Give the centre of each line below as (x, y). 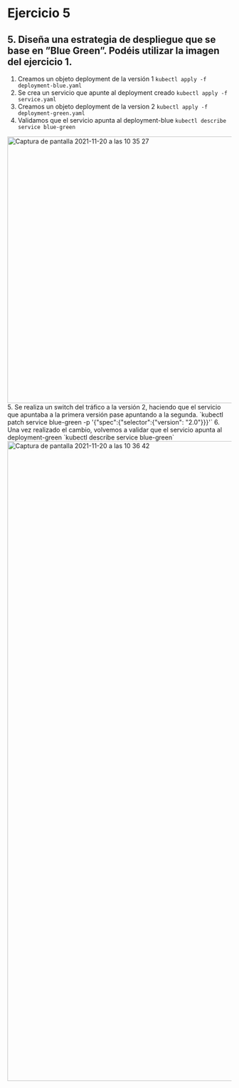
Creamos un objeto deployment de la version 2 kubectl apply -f (113, 106)
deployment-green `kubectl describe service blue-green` (91, 437)
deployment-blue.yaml (49, 86)
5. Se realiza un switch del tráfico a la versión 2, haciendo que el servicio (114, 407)
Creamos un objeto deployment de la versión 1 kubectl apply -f (112, 79)
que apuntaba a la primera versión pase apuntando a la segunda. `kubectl (116, 415)
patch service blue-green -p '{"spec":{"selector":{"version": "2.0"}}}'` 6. (114, 422)
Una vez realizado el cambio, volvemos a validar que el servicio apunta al (115, 430)
